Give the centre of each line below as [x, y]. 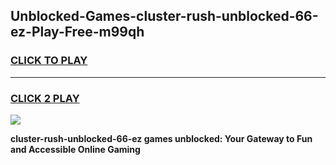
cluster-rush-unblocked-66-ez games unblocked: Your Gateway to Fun [161, 138]
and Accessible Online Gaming [75, 149]
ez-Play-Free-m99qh [77, 32]
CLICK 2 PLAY [45, 98]
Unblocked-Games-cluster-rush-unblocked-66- [164, 16]
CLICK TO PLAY [49, 61]
